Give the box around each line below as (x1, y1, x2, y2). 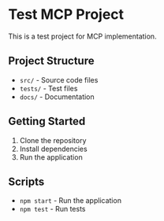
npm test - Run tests (19, 204, 86, 214)
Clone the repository (19, 135, 87, 145)
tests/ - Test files (19, 83, 78, 93)
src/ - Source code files (19, 75, 99, 84)
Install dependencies (19, 144, 88, 153)
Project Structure (8, 54, 95, 68)
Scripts (8, 175, 45, 188)
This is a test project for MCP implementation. (8, 31, 157, 41)
